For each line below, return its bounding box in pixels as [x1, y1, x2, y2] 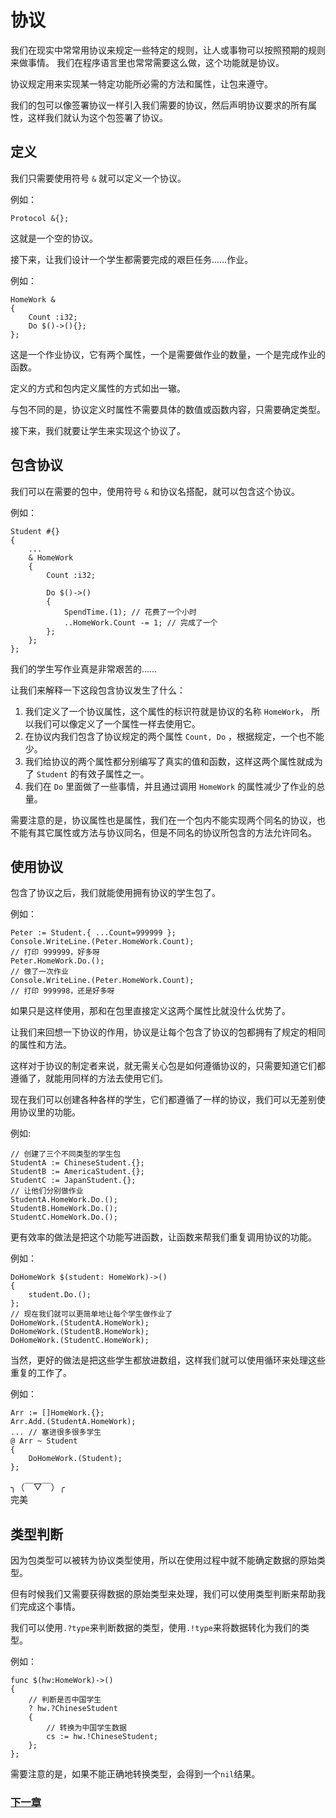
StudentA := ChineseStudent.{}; [10, 1158, 145, 1168]
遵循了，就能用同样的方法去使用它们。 [10, 1072, 168, 1085]
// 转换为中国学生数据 [46, 1723, 127, 1733]
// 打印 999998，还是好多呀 [10, 986, 115, 996]
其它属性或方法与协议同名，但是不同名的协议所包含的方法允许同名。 [36, 826, 317, 838]
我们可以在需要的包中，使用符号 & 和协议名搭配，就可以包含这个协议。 [10, 485, 301, 497]
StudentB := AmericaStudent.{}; [10, 1167, 145, 1177]
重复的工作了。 [10, 1367, 72, 1379]
